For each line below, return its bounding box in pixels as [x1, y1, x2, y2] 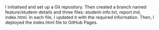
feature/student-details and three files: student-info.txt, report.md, [5, 9, 141, 15]
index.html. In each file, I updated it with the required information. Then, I [5, 15, 154, 20]
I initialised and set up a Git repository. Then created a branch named [5, 4, 147, 10]
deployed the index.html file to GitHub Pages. [5, 19, 98, 25]
